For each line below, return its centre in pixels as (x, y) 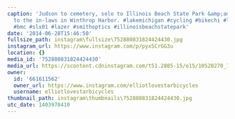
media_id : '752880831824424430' (54, 59)
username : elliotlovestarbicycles (64, 92)
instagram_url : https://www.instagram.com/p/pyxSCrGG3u (90, 46)
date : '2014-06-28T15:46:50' (50, 33)
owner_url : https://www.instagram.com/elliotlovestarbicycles (106, 85)
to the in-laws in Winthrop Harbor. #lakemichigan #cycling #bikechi (117, 20)
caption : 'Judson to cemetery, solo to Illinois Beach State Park (106, 14)
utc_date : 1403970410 (39, 105)
